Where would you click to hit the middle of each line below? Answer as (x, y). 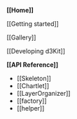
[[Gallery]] (21, 37)
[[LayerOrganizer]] (43, 93)
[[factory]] (31, 101)
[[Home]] (20, 10)
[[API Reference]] (33, 65)
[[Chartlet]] (33, 86)
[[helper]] (30, 108)
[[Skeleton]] (34, 78)
